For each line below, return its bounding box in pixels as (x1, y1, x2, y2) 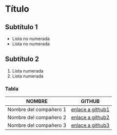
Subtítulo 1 (5, 23, 38, 31)
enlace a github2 (71, 114, 110, 121)
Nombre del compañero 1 (7, 106, 67, 113)
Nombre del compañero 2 (7, 114, 67, 121)
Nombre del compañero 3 (7, 122, 67, 129)
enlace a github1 (71, 106, 110, 113)
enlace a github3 (71, 122, 110, 129)
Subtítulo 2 (5, 55, 39, 63)
